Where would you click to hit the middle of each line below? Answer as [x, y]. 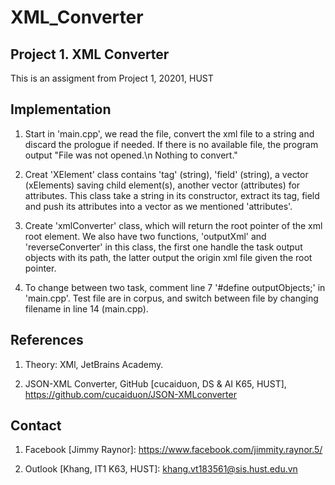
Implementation [61, 109]
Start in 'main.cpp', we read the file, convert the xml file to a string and [169, 133]
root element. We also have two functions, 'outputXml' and [145, 236]
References [47, 340]
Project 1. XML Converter [90, 54]
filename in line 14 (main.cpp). [86, 308]
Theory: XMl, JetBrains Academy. [94, 364]
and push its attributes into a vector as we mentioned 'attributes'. [158, 206]
